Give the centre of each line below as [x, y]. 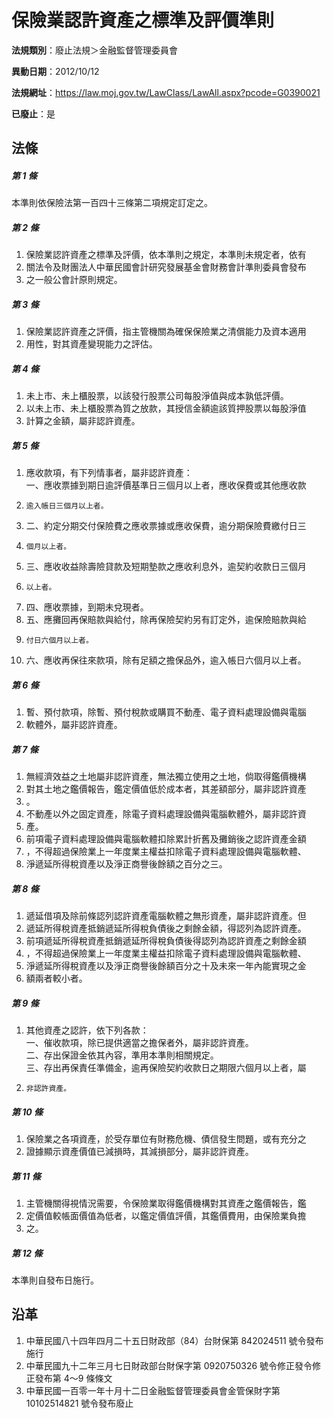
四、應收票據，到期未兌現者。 [87, 607]
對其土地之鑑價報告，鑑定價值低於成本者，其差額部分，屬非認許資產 [166, 789]
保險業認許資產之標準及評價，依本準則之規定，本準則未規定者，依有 [166, 255]
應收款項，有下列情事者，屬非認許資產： [109, 473]
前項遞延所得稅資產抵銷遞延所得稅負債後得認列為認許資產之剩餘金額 [166, 941]
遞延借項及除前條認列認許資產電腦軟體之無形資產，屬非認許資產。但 [166, 916]
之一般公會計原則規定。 [74, 280]
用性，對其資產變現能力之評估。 [91, 344]
